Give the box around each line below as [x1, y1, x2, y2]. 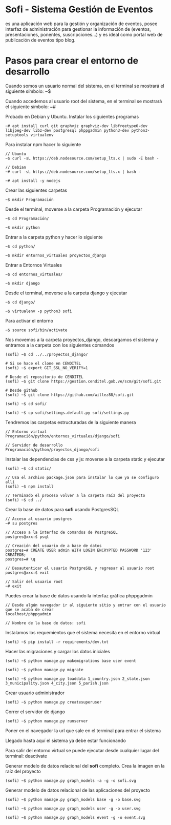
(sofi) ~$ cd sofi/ [5, 401, 47, 406]
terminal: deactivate [5, 753, 48, 759]
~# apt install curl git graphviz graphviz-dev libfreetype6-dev [5, 123, 147, 129]
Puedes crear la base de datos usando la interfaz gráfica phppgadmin [5, 592, 153, 598]
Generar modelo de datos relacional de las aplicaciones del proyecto [5, 787, 150, 793]
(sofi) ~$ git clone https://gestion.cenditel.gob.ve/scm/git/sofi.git [5, 378, 161, 384]
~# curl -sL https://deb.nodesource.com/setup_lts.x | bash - [5, 169, 141, 174]
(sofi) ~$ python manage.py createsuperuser [5, 699, 102, 705]
